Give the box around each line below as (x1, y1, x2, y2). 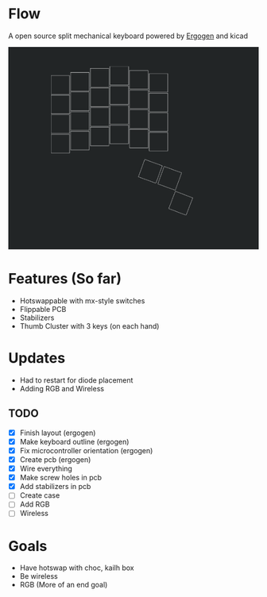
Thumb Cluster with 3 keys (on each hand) (19, 322, 160, 331)
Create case (19, 491, 60, 500)
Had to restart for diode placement (19, 376, 133, 385)
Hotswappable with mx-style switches (19, 296, 145, 306)
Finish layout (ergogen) (19, 428, 96, 437)
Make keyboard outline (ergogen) (19, 437, 130, 446)
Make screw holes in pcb (19, 473, 102, 483)
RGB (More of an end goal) (19, 580, 108, 590)
